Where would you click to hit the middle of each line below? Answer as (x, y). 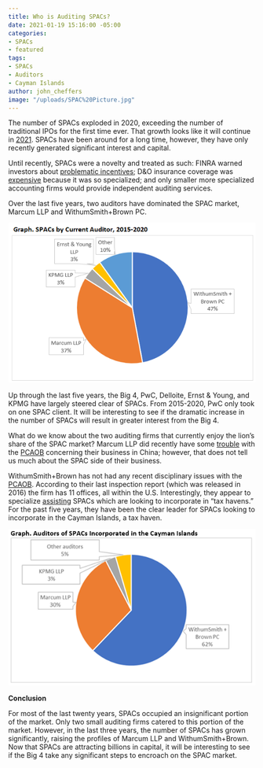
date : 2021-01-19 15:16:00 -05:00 (65, 25)
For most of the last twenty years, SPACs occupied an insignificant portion (128, 714)
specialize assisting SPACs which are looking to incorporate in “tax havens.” (131, 501)
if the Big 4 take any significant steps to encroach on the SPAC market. (122, 755)
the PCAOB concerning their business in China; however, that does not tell (128, 452)
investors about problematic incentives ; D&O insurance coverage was (121, 172)
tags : (17, 58)
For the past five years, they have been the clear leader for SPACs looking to (131, 510)
